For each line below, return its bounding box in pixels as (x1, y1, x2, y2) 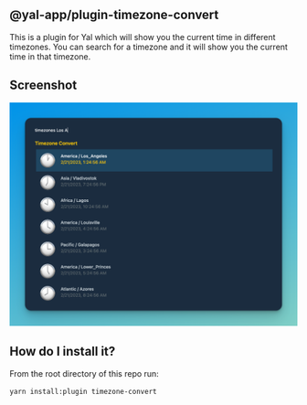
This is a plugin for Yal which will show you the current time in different (9, 31, 276, 42)
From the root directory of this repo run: (9, 368, 160, 378)
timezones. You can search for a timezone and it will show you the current (9, 41, 288, 52)
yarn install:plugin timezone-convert (9, 387, 157, 396)
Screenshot (9, 78, 78, 93)
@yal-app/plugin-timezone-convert (9, 7, 219, 23)
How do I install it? (9, 344, 116, 359)
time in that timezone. (9, 50, 91, 62)
